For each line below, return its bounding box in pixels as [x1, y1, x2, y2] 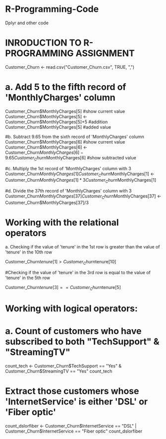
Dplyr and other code [5, 20, 49, 26]
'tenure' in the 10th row [5, 249, 53, 255]
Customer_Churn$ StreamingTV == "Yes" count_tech [5, 368, 112, 374]
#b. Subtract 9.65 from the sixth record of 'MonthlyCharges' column [5, 134, 145, 140]
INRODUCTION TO [5, 37, 82, 49]
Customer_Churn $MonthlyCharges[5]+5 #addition [5, 119, 108, 125]
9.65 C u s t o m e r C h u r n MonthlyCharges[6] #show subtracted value [5, 154, 136, 162]
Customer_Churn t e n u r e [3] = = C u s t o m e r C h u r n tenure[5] [5, 284, 121, 292]
